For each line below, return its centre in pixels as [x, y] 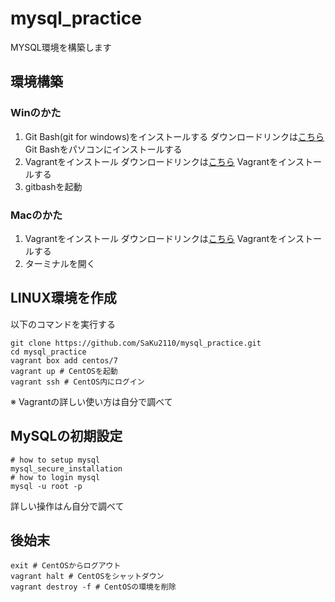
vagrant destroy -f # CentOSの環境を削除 [93, 587]
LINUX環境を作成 [63, 298]
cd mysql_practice [48, 352]
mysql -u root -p [46, 486]
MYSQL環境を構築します [61, 47]
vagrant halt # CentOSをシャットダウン [87, 577]
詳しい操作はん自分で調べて [67, 506]
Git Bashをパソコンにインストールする [103, 149]
